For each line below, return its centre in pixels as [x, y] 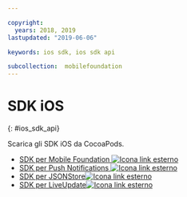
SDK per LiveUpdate [53, 185]
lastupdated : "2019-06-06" [52, 38]
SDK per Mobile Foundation [64, 159]
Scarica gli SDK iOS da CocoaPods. [66, 144]
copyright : [26, 22]
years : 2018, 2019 [46, 30]
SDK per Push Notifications [64, 168]
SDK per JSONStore [52, 176]
